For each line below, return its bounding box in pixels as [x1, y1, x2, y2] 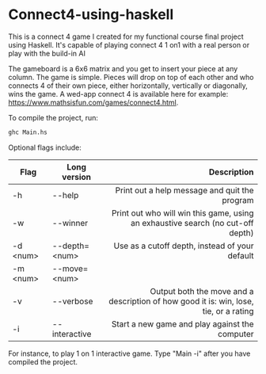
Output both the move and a [150, 285, 254, 296]
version [62, 171, 92, 182]
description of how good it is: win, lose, [108, 296, 254, 307]
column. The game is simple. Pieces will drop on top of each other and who [8, 72, 254, 82]
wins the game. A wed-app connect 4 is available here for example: [8, 89, 229, 98]
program [222, 194, 254, 205]
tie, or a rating [202, 305, 254, 316]
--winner [51, 217, 89, 228]
